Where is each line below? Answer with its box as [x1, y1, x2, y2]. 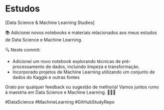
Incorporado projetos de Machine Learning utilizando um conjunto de [12, 68, 156, 75]
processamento [12, 63, 45, 69]
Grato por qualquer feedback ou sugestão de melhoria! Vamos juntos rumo [5, 83, 159, 90]
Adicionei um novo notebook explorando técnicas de [12, 58, 121, 64]
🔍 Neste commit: [5, 46, 41, 52]
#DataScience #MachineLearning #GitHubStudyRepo [5, 98, 115, 105]
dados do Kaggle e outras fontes [12, 74, 80, 80]
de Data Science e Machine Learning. [5, 36, 82, 42]
